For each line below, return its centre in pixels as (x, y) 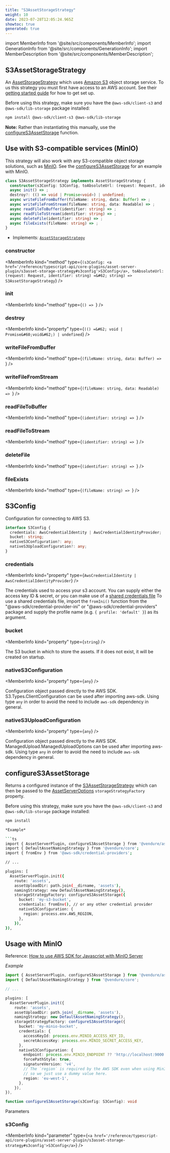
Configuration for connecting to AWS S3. (48, 518)
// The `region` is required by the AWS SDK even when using (89, 1069)
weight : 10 (17, 15)
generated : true (22, 29)
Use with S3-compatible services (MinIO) (72, 148)
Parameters (17, 1111)
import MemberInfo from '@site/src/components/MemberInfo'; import (78, 43)
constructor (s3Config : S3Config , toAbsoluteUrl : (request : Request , (83, 186)
